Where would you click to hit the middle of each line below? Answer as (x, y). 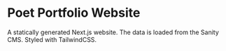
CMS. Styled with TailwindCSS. (52, 39)
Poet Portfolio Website (74, 13)
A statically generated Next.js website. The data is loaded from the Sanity (113, 32)
